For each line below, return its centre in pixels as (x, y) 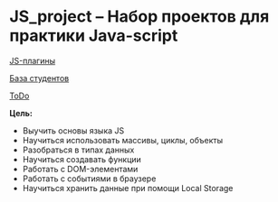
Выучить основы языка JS (73, 130)
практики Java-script (94, 36)
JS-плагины (33, 60)
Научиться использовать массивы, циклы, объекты (123, 140)
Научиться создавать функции (82, 159)
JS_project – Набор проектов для (139, 17)
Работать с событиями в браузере (89, 179)
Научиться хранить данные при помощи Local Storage (128, 188)
